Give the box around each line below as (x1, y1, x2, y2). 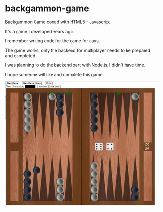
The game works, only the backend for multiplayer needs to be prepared (5, 47, 151, 53)
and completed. (5, 52, 36, 58)
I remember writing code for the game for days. (5, 38, 100, 44)
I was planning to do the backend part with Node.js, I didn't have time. (5, 62, 145, 68)
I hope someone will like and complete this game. (5, 71, 104, 77)
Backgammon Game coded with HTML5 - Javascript (5, 19, 110, 25)
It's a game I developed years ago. (5, 28, 74, 34)
